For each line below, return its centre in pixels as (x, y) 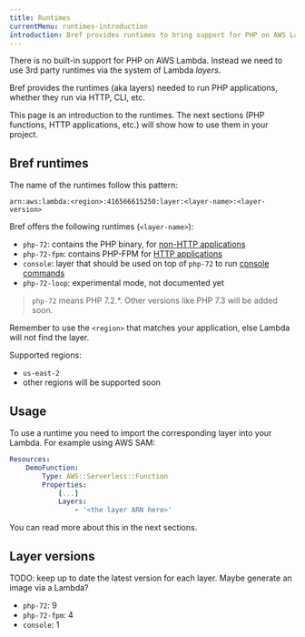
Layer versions (52, 556)
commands (44, 273)
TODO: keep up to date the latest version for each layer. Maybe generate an (151, 578)
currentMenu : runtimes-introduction (79, 26)
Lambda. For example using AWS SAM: (83, 443)
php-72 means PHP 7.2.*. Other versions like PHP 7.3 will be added (155, 300)
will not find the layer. (49, 338)
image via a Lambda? (49, 587)
